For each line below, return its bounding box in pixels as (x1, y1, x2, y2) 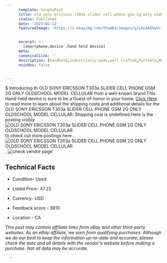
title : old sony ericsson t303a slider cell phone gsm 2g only (18, 12, 153, 17)
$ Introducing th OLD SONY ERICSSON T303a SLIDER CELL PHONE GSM (5, 85, 156, 91)
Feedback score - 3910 (12, 205, 60, 211)
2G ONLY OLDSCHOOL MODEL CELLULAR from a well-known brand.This (5, 90, 156, 96)
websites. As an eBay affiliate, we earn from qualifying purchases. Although (5, 229, 162, 235)
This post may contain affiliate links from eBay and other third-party (5, 224, 146, 230)
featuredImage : (18, 26, 50, 31)
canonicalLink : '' (18, 53, 57, 58)
